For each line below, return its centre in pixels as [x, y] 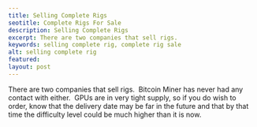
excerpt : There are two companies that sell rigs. [93, 37]
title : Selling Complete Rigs [58, 15]
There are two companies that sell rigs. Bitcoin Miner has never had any [126, 89]
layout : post [30, 67]
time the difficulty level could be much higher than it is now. [105, 114]
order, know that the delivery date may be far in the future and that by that [128, 106]
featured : [24, 60]
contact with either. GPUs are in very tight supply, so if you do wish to [122, 97]
